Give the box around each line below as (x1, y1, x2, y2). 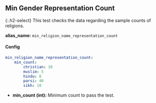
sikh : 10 (23, 83, 42, 88)
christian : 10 (23, 64, 53, 69)
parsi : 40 (23, 78, 44, 83)
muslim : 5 (23, 69, 44, 74)
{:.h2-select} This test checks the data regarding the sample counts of (5, 17, 151, 23)
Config (5, 44, 20, 50)
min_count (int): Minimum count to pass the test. (12, 92, 115, 98)
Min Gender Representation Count (5, 4, 115, 13)
